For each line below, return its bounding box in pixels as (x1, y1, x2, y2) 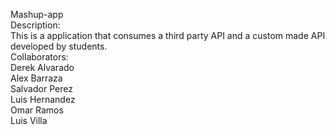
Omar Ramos (10, 104, 64, 116)
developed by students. (10, 40, 108, 52)
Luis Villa (10, 115, 48, 126)
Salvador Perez (10, 83, 73, 94)
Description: (10, 19, 61, 31)
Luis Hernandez (10, 94, 76, 105)
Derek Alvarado (10, 62, 75, 73)
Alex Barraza (10, 72, 63, 84)
